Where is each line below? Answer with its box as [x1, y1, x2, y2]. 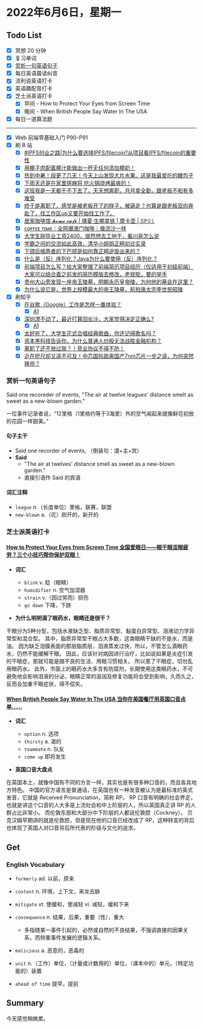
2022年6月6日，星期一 [6, 5, 122, 19]
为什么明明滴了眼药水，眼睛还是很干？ [14, 614, 111, 622]
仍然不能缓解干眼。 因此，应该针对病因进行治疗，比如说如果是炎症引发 [16, 650, 193, 657]
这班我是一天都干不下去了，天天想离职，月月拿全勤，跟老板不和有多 [24, 187, 194, 194]
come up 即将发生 [24, 753, 66, 760]
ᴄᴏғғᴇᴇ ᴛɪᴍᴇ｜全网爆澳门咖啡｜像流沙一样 [24, 225, 127, 232]
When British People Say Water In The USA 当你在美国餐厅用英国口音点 [6, 695, 186, 703]
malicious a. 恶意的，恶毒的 [14, 946, 85, 954]
